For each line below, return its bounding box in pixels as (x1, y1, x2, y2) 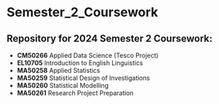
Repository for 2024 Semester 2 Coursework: (6, 33, 213, 45)
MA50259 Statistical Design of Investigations (16, 74, 150, 82)
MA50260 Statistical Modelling (16, 81, 109, 89)
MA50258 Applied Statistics (16, 67, 101, 74)
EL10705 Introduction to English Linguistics (16, 59, 143, 67)
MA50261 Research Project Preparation (16, 89, 134, 97)
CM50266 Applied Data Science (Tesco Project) (16, 51, 159, 59)
